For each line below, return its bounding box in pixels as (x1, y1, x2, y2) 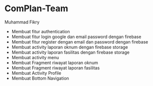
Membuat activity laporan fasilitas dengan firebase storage (11, 49, 130, 55)
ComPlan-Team (4, 3, 68, 14)
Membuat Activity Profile (11, 70, 62, 76)
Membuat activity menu (11, 54, 59, 60)
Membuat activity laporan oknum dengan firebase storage (11, 44, 128, 50)
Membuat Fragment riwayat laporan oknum (11, 60, 98, 65)
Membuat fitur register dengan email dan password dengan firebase (11, 39, 149, 44)
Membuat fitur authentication (11, 28, 70, 34)
